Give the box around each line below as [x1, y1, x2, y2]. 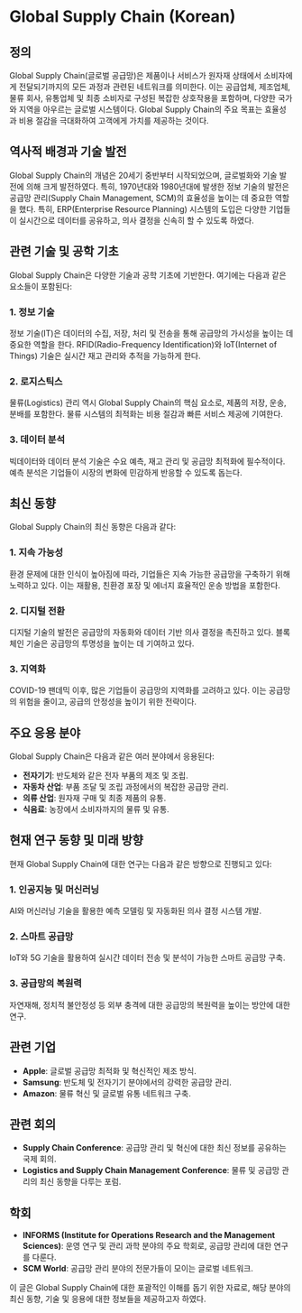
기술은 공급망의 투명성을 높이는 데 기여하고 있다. [25, 638, 195, 649]
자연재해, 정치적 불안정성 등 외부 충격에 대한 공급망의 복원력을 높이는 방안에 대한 [9, 999, 291, 1010]
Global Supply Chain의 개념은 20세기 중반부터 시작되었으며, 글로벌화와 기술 [9, 170, 278, 180]
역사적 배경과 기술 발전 [9, 144, 128, 160]
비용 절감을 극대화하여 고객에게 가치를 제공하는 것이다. [18, 116, 209, 125]
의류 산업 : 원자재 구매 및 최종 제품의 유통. [22, 792, 167, 804]
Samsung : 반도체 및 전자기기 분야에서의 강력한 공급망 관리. [22, 1077, 233, 1087]
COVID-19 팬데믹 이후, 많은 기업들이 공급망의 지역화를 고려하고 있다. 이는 [9, 685, 268, 696]
